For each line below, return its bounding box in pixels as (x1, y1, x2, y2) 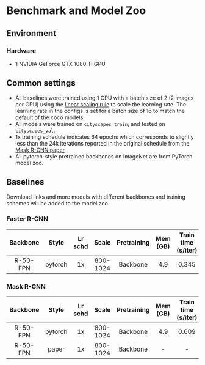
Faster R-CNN (6, 215, 49, 223)
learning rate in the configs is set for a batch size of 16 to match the (15, 107, 185, 114)
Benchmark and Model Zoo (6, 4, 146, 18)
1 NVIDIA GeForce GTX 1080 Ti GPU (15, 60, 106, 67)
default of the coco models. (15, 114, 85, 121)
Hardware (6, 46, 37, 55)
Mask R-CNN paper (15, 146, 65, 153)
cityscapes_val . (15, 127, 56, 134)
